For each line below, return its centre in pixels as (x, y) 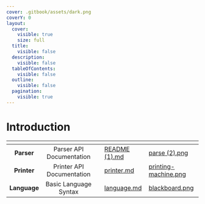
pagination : (27, 91)
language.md (123, 188)
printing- (162, 166)
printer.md (119, 170)
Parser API (69, 149)
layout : (16, 23)
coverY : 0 (19, 18)
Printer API (69, 166)
